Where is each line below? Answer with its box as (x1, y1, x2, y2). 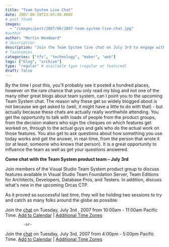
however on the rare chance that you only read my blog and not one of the (5, 88, 159, 93)
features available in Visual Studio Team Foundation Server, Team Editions (5, 171, 159, 177)
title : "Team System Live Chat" (5, 7, 73, 13)
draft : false (5, 69, 33, 74)
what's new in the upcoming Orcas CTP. (5, 182, 89, 188)
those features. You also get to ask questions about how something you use (5, 131, 162, 136)
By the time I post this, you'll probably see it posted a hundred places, (5, 82, 150, 88)
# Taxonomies (5, 49, 33, 54)
